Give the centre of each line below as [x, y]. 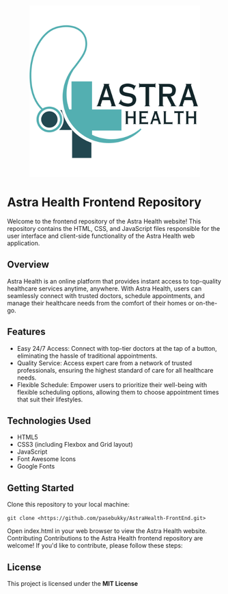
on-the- [206, 303]
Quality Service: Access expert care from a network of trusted [104, 363]
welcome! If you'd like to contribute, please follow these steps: [95, 545]
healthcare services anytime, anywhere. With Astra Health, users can [104, 288]
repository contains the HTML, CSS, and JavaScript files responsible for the [114, 228]
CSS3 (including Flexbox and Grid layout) [75, 445]
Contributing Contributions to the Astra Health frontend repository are [105, 539]
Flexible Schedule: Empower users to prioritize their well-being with [112, 384]
